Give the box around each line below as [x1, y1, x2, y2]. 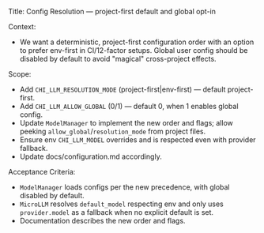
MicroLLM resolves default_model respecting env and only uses [19, 199, 224, 209]
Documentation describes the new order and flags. [19, 216, 186, 225]
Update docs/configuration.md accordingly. [19, 152, 162, 161]
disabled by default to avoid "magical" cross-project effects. [19, 54, 217, 63]
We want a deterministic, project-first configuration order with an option [19, 37, 255, 47]
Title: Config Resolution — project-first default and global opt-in [8, 7, 216, 16]
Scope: [8, 70, 32, 78]
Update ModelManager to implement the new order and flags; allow [19, 118, 233, 127]
